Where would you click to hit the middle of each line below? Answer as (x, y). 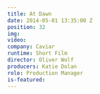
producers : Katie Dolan (42, 66)
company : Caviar (31, 47)
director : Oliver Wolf (40, 60)
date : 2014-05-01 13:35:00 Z (50, 20)
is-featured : (26, 80)
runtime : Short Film (38, 54)
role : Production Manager (45, 73)
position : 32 (26, 27)
